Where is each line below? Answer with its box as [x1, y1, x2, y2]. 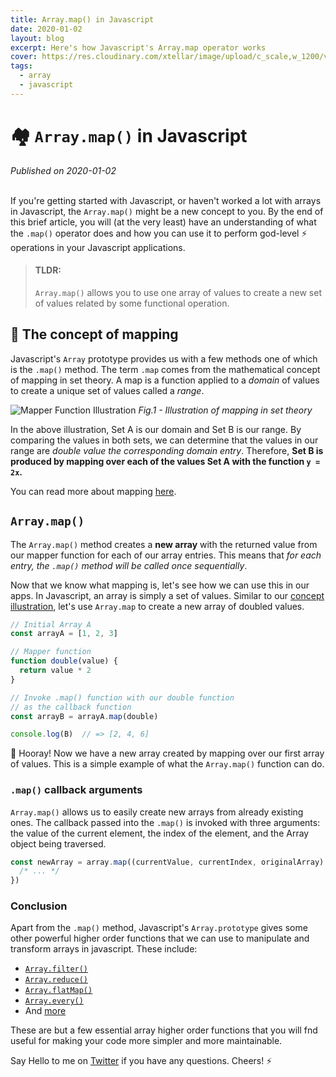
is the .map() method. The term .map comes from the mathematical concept [10, 363, 321, 375]
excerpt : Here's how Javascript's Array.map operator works [10, 42, 267, 53]
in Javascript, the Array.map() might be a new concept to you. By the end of [10, 205, 324, 217]
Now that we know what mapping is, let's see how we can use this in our [10, 579, 310, 591]
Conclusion [10, 899, 68, 913]
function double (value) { [10, 656, 118, 666]
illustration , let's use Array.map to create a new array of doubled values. [10, 600, 305, 612]
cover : [10, 52, 38, 62]
